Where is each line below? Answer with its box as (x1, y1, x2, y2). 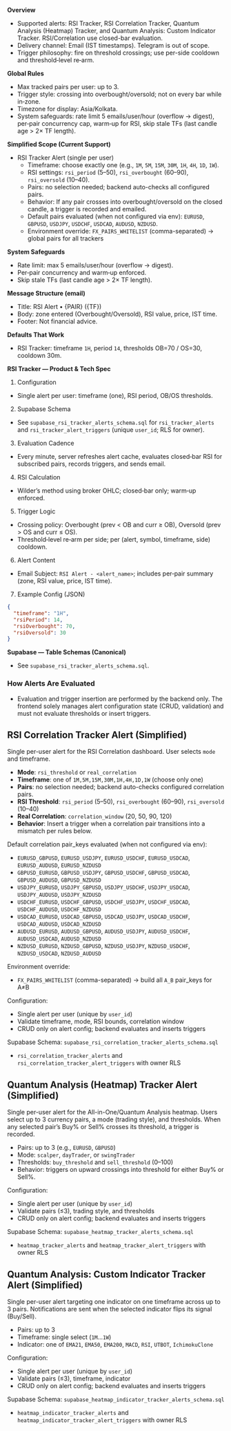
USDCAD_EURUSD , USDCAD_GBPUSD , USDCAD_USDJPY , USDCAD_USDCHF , (17, 912, 191, 921)
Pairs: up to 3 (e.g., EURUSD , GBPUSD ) (17, 1144, 116, 1152)
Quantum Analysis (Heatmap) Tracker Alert (7, 1079, 198, 1090)
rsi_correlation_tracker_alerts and (17, 1052, 123, 1060)
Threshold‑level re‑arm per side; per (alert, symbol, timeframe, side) (17, 536, 211, 543)
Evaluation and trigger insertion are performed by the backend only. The (17, 694, 223, 703)
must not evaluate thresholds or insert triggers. (17, 709, 151, 717)
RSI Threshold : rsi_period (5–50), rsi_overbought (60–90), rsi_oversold (17, 797, 225, 806)
